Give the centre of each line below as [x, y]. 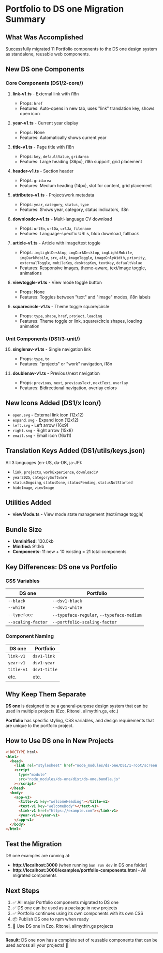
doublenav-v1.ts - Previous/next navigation [56, 373]
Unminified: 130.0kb [33, 541]
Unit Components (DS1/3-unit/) [43, 339]
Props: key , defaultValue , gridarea [54, 156]
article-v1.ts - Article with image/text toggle [56, 243]
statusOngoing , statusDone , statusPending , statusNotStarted [73, 482]
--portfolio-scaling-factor [84, 622]
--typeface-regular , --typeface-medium [97, 615]
